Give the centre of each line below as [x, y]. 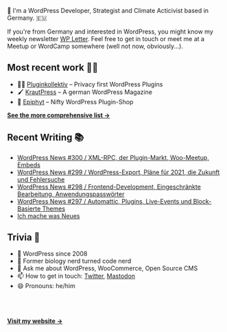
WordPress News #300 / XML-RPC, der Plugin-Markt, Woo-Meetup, [113, 157]
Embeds [29, 165]
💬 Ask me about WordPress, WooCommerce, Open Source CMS [107, 268]
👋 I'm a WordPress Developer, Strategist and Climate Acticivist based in [108, 11]
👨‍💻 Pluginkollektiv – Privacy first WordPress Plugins [90, 84]
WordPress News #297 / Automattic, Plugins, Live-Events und [104, 201]
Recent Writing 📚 [46, 138]
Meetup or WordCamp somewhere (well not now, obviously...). [95, 46]
